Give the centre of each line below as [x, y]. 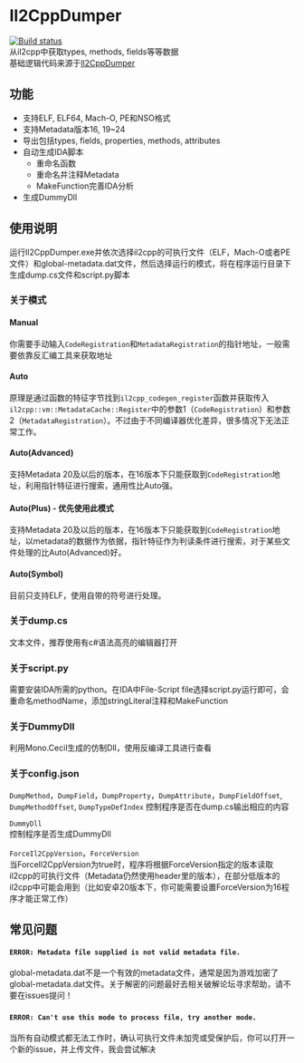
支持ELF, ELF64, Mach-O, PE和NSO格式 [96, 118]
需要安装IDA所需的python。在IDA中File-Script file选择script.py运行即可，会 [149, 690]
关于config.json [44, 774]
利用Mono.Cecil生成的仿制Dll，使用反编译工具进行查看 [111, 748]
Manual [24, 323]
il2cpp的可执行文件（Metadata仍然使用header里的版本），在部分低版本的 [145, 875]
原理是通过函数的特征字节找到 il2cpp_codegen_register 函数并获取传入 [139, 397]
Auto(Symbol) [37, 574]
